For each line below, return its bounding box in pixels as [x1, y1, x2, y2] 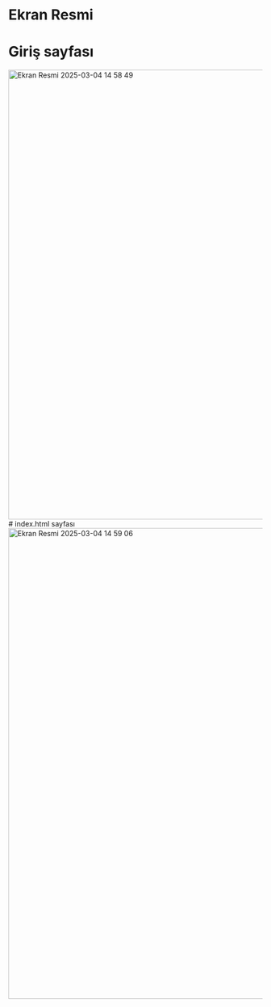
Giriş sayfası [8, 43, 94, 61]
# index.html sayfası [8, 519, 75, 529]
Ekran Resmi [8, 6, 94, 24]
